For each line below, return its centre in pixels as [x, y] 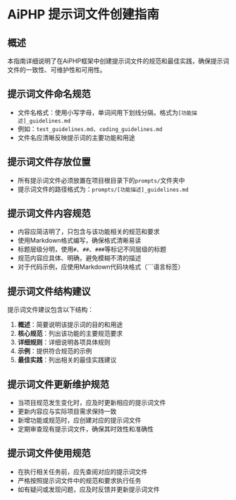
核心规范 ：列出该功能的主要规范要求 [70, 334]
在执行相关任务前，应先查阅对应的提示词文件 [82, 471]
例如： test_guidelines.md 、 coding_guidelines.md [90, 128]
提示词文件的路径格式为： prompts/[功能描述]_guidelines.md [103, 189]
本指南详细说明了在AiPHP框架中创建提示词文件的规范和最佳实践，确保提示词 [118, 61]
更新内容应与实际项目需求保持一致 [67, 411]
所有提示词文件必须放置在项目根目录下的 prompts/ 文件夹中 [101, 180]
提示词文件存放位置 [49, 162]
